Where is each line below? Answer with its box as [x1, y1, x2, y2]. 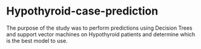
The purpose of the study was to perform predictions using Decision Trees [6, 24, 193, 31]
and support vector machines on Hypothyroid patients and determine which [6, 30, 196, 38]
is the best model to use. [6, 37, 68, 44]
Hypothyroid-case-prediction [6, 4, 159, 18]
